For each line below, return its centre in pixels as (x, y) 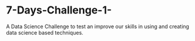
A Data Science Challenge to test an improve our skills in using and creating (98, 26)
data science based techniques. (45, 32)
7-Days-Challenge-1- (59, 10)
